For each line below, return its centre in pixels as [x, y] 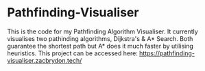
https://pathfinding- [167, 53]
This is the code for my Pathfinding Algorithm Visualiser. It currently [103, 31]
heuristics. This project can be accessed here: [73, 53]
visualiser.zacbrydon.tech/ [45, 60]
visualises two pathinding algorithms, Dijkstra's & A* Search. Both [100, 38]
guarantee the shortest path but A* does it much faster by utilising [100, 46]
